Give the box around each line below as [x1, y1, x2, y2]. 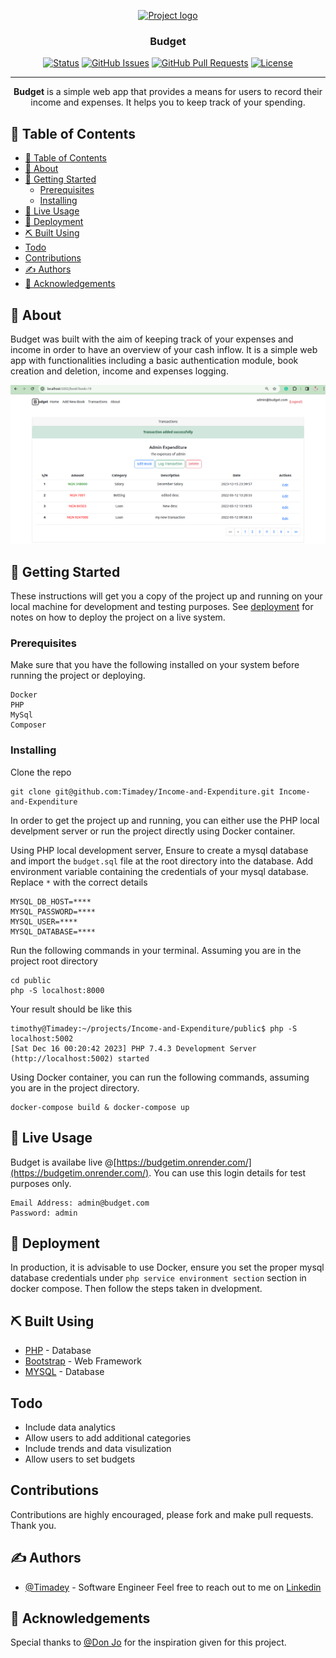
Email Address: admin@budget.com [10, 1198, 150, 1208]
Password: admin [10, 1208, 78, 1218]
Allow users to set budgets [24, 1453, 136, 1465]
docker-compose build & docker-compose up [10, 1102, 190, 1112]
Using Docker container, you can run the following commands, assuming [10, 1071, 310, 1083]
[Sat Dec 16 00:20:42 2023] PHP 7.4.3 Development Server [10, 1043, 257, 1054]
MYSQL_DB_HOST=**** [10, 896, 92, 907]
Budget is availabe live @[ [10, 1156, 117, 1168]
